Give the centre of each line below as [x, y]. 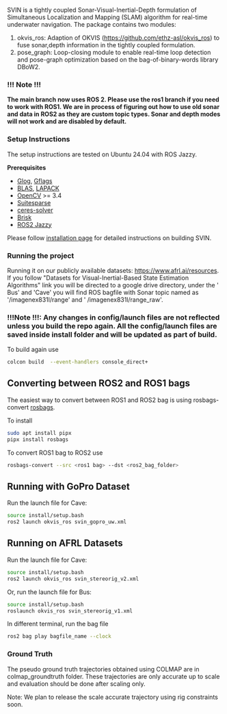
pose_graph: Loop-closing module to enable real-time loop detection [114, 52]
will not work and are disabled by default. [67, 121]
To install [20, 420]
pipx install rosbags [38, 439]
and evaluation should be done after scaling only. [76, 683]
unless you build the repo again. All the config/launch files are [112, 326]
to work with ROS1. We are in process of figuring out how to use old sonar [113, 107]
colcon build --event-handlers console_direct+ [78, 362]
